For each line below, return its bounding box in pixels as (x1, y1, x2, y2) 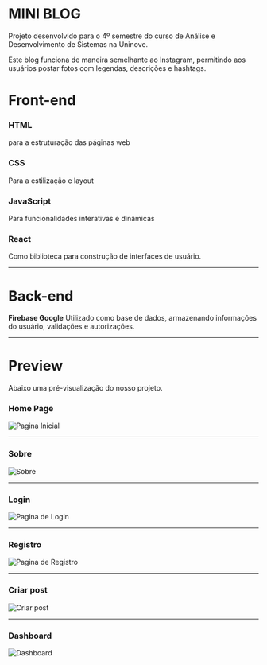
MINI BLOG (8, 5, 81, 23)
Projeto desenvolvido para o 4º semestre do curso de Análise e (8, 31, 216, 41)
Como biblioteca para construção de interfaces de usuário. (8, 251, 202, 261)
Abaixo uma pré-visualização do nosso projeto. (8, 383, 163, 393)
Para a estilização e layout (8, 176, 94, 185)
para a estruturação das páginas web (8, 138, 131, 147)
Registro (8, 539, 42, 550)
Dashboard (8, 630, 52, 641)
